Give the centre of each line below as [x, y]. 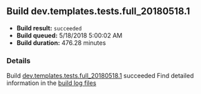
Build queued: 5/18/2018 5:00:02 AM [69, 35]
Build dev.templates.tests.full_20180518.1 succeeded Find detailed [100, 76]
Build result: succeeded [49, 28]
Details [19, 60]
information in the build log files [51, 83]
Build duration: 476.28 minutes [61, 43]
